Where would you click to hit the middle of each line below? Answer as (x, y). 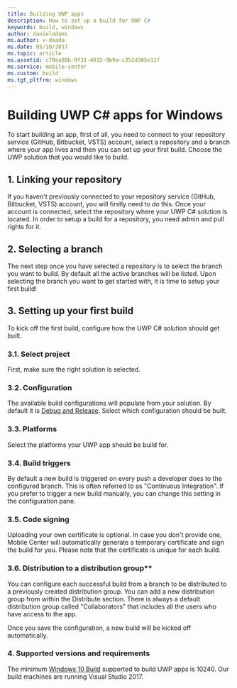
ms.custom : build (33, 73)
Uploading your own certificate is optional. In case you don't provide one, (115, 535)
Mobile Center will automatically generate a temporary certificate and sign (116, 543)
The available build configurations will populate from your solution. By (109, 403)
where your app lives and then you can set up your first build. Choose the (115, 150)
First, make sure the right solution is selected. (74, 370)
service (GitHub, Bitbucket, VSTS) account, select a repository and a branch (119, 142)
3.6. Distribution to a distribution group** (80, 568)
